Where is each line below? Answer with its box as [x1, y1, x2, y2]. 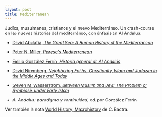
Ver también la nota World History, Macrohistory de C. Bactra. [5, 106, 129, 112]
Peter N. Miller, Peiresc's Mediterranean [12, 49, 92, 55]
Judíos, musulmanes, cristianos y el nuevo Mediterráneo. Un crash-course [5, 25, 154, 31]
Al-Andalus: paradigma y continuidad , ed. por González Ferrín [12, 97, 137, 102]
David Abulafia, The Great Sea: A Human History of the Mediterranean [12, 39, 153, 45]
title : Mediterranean [5, 12, 49, 17]
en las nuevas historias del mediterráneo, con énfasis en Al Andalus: [5, 30, 142, 36]
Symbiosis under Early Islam [12, 87, 69, 93]
